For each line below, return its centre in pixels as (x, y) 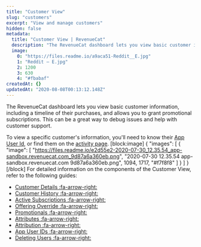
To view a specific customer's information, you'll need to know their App (95, 137)
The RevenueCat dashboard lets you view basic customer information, (93, 106)
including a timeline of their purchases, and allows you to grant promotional (99, 113)
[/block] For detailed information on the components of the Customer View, (99, 169)
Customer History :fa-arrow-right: (57, 193)
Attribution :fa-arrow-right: (48, 225)
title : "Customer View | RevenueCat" (59, 39)
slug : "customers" (29, 17)
